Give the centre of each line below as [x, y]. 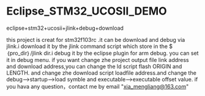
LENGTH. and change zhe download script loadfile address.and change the [102, 73]
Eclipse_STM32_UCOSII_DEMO [87, 11]
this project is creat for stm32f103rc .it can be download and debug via [96, 39]
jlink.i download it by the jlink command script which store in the [87, 46]
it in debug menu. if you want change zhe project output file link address [98, 60]
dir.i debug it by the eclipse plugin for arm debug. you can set [121, 53]
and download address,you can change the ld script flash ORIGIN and [94, 66]
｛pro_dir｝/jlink [24, 53]
